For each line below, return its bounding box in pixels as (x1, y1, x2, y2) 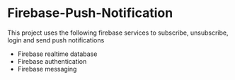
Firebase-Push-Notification (7, 5, 173, 21)
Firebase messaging (17, 64, 77, 73)
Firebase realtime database (17, 50, 98, 58)
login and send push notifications (7, 35, 105, 44)
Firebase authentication (17, 57, 87, 65)
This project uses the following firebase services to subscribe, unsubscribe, (7, 28, 229, 37)
